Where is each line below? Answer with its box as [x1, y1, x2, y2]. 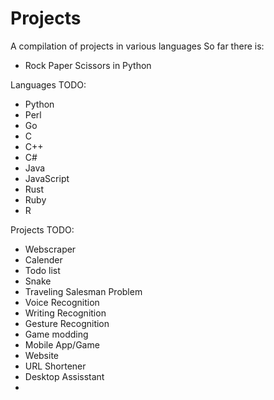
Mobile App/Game [24, 338, 100, 351]
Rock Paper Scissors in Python [24, 59, 152, 71]
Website [24, 349, 60, 361]
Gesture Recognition [24, 317, 110, 329]
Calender [24, 253, 63, 266]
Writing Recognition [24, 307, 107, 319]
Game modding [24, 328, 89, 340]
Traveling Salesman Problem [24, 285, 143, 297]
